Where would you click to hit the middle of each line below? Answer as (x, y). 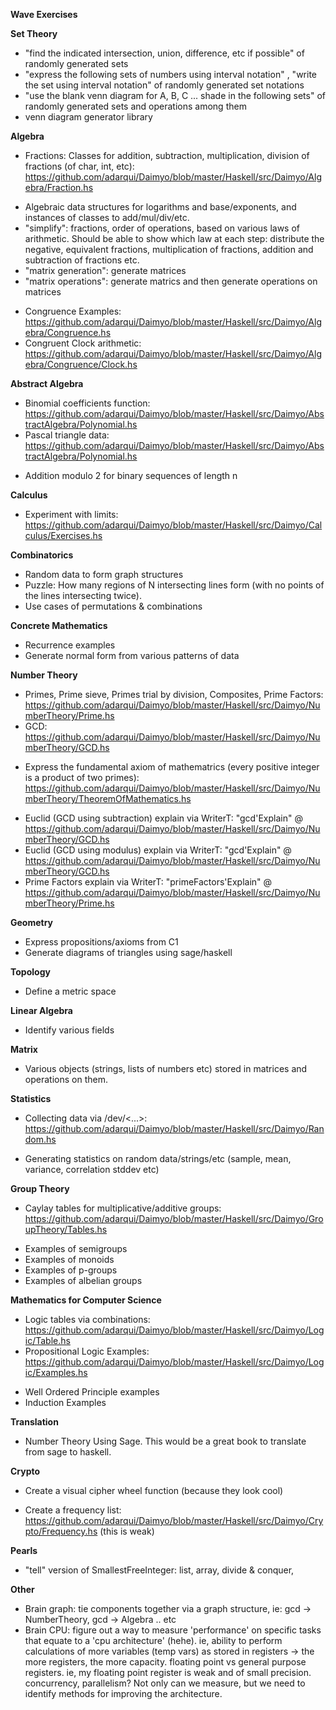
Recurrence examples (70, 645)
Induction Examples (65, 1402)
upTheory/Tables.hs (66, 1229)
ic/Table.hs (47, 1340)
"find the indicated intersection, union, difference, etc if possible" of (164, 53)
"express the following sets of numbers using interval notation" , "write (170, 74)
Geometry (32, 922)
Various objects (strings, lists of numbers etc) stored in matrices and (166, 1068)
